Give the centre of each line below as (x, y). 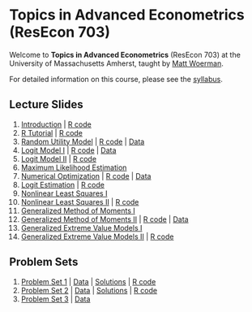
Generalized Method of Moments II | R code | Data (105, 219)
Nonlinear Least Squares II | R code (80, 201)
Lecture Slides (46, 104)
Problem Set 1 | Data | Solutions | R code (88, 281)
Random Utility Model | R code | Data (83, 141)
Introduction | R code (56, 124)
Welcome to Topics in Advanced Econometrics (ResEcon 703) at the (125, 54)
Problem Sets (44, 262)
